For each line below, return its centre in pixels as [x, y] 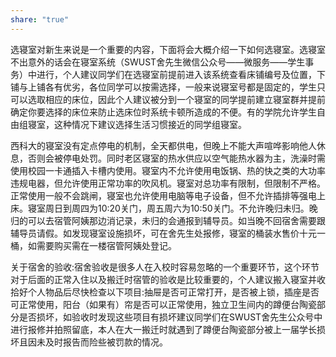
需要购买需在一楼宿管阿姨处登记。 [106, 245]
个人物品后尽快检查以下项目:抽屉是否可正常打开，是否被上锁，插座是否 [173, 292]
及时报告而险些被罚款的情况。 [106, 342]
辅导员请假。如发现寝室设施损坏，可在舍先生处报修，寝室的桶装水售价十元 [163, 233]
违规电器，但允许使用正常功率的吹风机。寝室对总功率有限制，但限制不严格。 [168, 183]
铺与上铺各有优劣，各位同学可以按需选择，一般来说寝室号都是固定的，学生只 [168, 87]
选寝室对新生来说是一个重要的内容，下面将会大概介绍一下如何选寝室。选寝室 [168, 49]
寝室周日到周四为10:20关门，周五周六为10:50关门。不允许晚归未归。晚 [172, 208]
